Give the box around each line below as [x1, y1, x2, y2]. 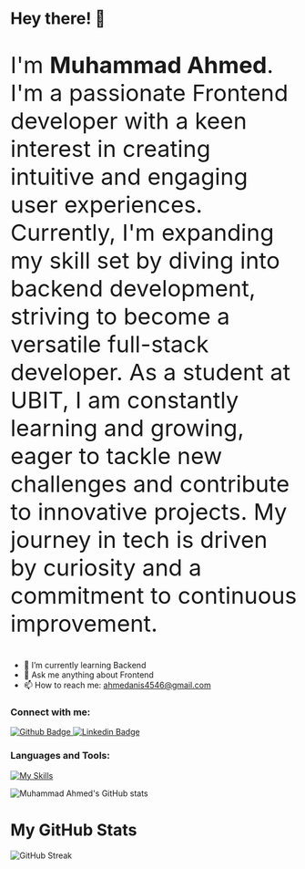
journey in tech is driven [10, 525, 268, 554]
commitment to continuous [10, 581, 298, 610]
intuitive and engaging [10, 162, 249, 191]
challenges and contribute [10, 470, 290, 499]
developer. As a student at [10, 357, 290, 387]
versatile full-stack [10, 330, 209, 359]
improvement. [10, 609, 158, 638]
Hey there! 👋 [10, 8, 106, 29]
